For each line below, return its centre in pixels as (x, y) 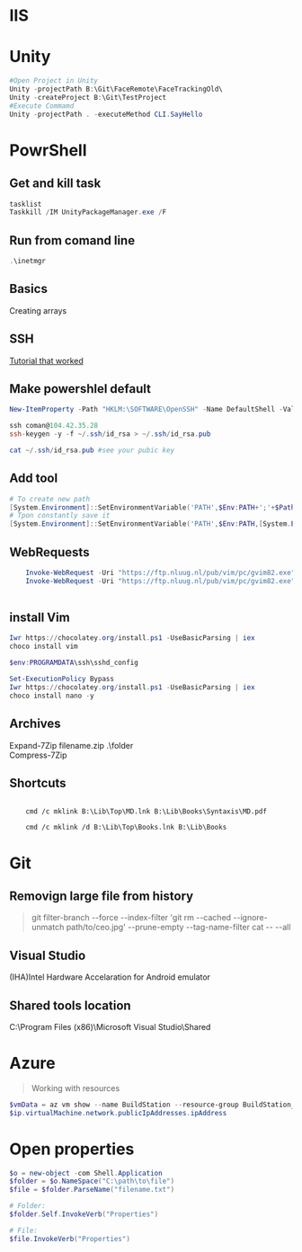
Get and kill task (55, 184)
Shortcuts (38, 783)
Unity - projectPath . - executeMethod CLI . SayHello (106, 114)
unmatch (48, 928)
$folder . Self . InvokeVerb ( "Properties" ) (84, 1214)
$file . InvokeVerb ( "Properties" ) (70, 1239)
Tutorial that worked (46, 360)
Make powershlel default (80, 389)
